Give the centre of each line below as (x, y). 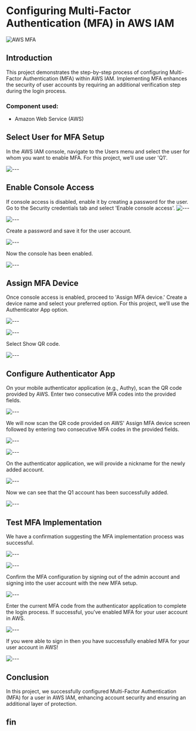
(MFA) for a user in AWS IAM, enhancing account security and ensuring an (96, 698)
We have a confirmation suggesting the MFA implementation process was (95, 537)
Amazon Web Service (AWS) (49, 119)
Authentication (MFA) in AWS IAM (90, 23)
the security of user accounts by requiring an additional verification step (93, 85)
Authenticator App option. (37, 310)
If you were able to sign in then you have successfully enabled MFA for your (98, 641)
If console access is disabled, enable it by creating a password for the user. (97, 201)
